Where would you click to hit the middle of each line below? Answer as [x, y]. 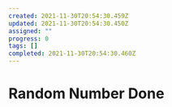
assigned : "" [30, 31]
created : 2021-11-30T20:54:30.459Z [69, 16]
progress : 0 [28, 39]
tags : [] [23, 46]
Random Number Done [86, 94]
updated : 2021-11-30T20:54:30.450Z [69, 24]
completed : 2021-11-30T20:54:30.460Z [72, 53]
